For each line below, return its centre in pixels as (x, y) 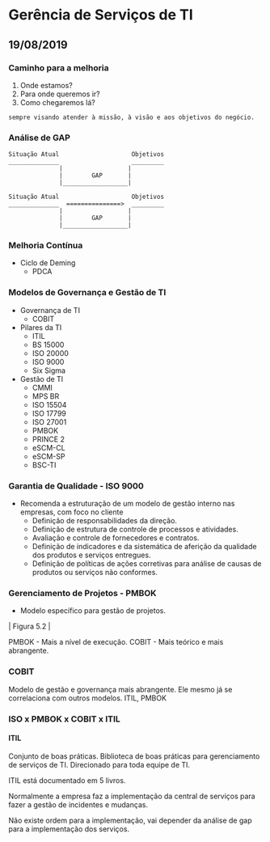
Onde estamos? (46, 85)
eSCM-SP (49, 456)
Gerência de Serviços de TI (101, 15)
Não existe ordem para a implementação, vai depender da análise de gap (130, 820)
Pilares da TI (41, 327)
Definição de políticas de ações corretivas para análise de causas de (147, 564)
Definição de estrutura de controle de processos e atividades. (135, 529)
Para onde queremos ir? (60, 94)
